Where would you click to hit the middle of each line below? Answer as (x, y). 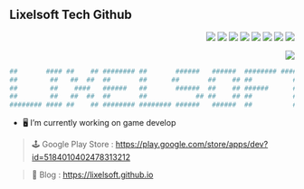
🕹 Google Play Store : (72, 145)
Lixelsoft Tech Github (71, 15)
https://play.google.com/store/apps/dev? (192, 145)
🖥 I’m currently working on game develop (99, 123)
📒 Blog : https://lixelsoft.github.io (92, 175)
